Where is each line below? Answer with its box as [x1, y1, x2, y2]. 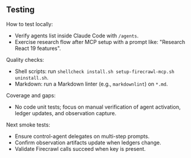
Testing [6, 5, 35, 15]
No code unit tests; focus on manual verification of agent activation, [14, 103, 181, 110]
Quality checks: [6, 56, 44, 63]
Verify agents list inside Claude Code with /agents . [14, 32, 139, 39]
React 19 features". [14, 45, 61, 52]
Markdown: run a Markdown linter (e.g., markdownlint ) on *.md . [14, 80, 168, 87]
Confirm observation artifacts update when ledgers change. [14, 139, 161, 146]
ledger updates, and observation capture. [14, 109, 117, 116]
